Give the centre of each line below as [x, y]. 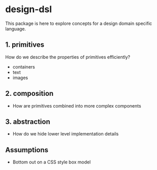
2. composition [29, 94]
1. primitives [25, 45]
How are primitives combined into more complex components [77, 106]
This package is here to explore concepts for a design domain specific [79, 23]
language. [16, 28]
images [20, 78]
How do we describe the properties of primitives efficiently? [68, 57]
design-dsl [29, 9]
